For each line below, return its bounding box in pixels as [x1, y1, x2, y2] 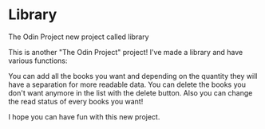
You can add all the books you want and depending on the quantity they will [8, 71, 258, 80]
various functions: [8, 56, 68, 65]
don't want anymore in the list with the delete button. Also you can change [8, 88, 253, 97]
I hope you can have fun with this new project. [8, 111, 160, 121]
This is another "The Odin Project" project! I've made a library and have [8, 47, 243, 57]
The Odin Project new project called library [8, 32, 149, 41]
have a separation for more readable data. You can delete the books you [8, 80, 246, 89]
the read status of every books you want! [8, 96, 144, 106]
